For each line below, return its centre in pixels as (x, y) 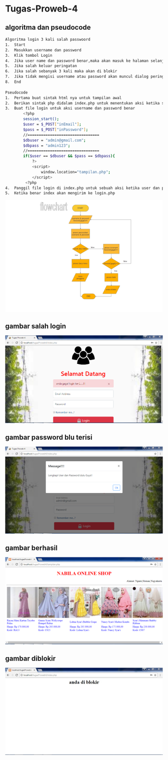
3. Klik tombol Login (29, 55)
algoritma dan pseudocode (48, 27)
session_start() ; (41, 119)
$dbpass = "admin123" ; (47, 146)
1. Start (15, 45)
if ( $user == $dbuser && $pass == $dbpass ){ (69, 156)
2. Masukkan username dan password (43, 50)
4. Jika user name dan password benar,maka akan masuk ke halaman (77, 61)
